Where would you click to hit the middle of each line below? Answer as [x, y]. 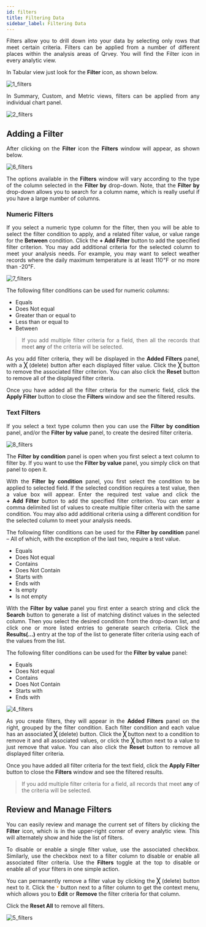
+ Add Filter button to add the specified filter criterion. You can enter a [103, 501]
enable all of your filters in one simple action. [63, 869]
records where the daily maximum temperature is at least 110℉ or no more [103, 260]
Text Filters [24, 413]
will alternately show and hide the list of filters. [65, 837]
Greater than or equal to [45, 315]
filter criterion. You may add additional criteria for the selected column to [103, 247]
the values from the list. [36, 640]
